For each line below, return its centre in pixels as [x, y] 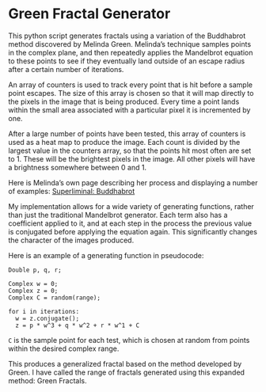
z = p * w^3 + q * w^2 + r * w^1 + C [78, 325]
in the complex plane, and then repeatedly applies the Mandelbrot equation [131, 52]
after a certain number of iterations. [66, 69]
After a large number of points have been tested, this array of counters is [127, 133]
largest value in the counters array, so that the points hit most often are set [130, 150]
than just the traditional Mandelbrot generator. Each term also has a [118, 215]
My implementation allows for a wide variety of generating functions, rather [131, 206]
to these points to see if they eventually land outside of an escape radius [127, 61]
